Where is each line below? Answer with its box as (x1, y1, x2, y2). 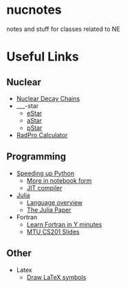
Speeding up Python (16, 169, 75, 177)
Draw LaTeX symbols (26, 273, 86, 281)
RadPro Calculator (16, 131, 68, 139)
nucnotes (6, 2, 62, 18)
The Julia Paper (26, 206, 71, 214)
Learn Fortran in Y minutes (26, 220, 102, 228)
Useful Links (6, 49, 80, 65)
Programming (6, 151, 67, 163)
